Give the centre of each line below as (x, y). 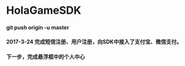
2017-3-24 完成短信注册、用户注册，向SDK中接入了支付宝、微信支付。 (94, 42)
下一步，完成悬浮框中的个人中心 (46, 56)
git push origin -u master (38, 27)
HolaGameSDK (44, 10)
